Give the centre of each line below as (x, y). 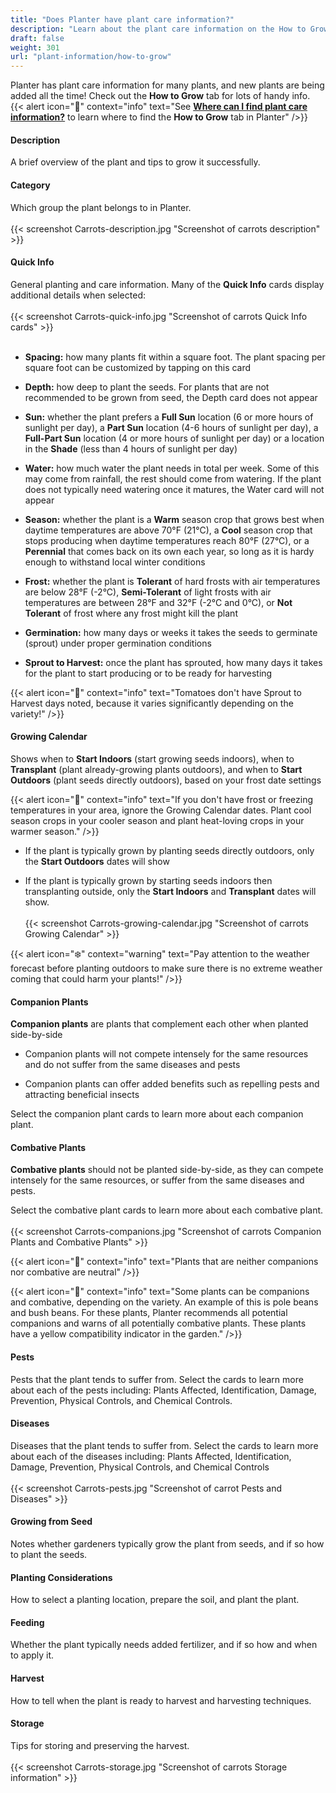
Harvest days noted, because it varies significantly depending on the (152, 703)
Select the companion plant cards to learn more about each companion (157, 1114)
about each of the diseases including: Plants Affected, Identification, (151, 1456)
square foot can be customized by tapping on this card (138, 367)
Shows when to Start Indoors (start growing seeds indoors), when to (152, 758)
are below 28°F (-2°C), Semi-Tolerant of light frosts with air (148, 592)
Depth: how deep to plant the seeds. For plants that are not (147, 387)
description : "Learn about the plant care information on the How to (158, 29)
